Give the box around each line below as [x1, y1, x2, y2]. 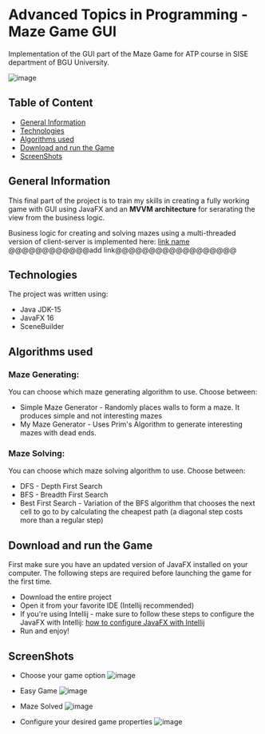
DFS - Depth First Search [19, 482, 103, 491]
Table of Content [8, 96, 93, 109]
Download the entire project [19, 593, 112, 602]
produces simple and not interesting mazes [19, 411, 162, 421]
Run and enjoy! [19, 626, 69, 636]
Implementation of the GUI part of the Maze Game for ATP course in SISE [8, 49, 249, 58]
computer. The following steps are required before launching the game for [8, 569, 252, 578]
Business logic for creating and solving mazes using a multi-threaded [8, 228, 237, 237]
